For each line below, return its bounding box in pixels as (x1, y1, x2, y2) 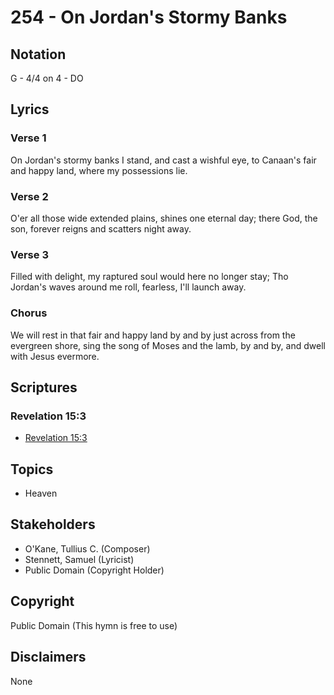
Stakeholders (10, 516, 96, 533)
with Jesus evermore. (10, 350, 100, 362)
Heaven (24, 487, 58, 500)
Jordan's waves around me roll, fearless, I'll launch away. (10, 281, 247, 293)
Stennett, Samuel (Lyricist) (24, 553, 135, 565)
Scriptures (10, 379, 78, 396)
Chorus (10, 306, 48, 320)
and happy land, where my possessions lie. (10, 164, 188, 176)
